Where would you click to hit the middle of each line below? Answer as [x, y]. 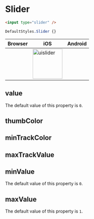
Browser [18, 43]
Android [77, 43]
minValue [20, 172]
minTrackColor [28, 138]
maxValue [21, 199]
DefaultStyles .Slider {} [31, 31]
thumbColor [24, 121]
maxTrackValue [30, 155]
